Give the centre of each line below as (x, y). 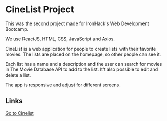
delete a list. (18, 75)
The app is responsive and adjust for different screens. (63, 85)
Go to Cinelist (20, 113)
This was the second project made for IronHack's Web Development (77, 23)
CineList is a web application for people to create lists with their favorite (81, 49)
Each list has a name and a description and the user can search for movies (84, 64)
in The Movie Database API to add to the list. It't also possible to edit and (82, 69)
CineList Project (40, 9)
